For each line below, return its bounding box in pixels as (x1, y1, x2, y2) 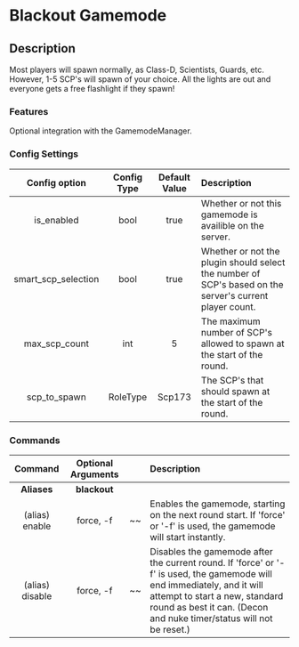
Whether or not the (200, 245, 280, 257)
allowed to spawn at (200, 337, 285, 350)
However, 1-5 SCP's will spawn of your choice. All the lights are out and (9, 74, 271, 85)
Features (9, 105, 49, 117)
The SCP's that (200, 374, 264, 386)
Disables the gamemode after (149, 545, 273, 557)
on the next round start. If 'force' (149, 508, 286, 521)
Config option (26, 176, 86, 189)
